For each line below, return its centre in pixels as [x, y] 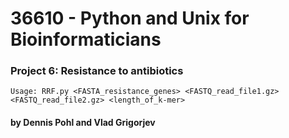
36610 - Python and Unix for [130, 18]
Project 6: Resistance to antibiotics [97, 71]
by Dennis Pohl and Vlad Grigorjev [83, 123]
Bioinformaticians [86, 39]
